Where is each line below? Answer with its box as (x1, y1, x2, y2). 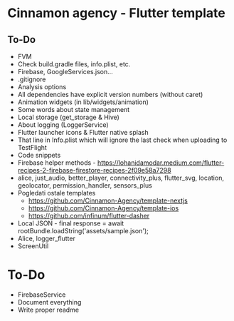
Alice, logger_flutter (17, 234, 76, 243)
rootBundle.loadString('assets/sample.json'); (17, 227, 149, 235)
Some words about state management (17, 106, 130, 113)
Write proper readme (17, 305, 80, 314)
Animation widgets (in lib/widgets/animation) (17, 98, 149, 106)
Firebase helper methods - (17, 158, 96, 167)
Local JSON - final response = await (17, 219, 124, 228)
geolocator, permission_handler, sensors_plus (17, 181, 153, 190)
